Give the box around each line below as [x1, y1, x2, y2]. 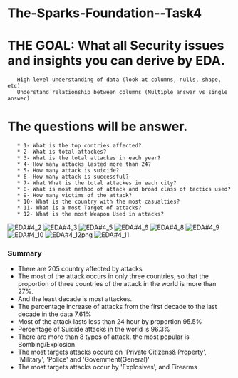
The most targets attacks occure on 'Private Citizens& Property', [17, 347, 207, 357]
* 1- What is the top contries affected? [16, 142, 142, 149]
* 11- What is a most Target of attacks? [16, 204, 142, 211]
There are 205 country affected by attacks [17, 265, 143, 273]
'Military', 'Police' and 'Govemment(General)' [17, 355, 150, 364]
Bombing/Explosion [17, 340, 76, 349]
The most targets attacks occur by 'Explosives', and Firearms [17, 363, 197, 372]
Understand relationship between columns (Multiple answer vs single [16, 89, 228, 96]
